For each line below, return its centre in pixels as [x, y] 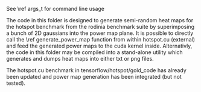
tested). [16, 83]
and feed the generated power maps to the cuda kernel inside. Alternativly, [99, 46]
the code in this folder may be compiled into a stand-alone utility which [94, 52]
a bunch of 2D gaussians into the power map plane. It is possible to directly [100, 33]
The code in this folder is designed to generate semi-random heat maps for [100, 20]
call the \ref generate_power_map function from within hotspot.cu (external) [101, 39]
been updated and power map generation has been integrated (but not [94, 77]
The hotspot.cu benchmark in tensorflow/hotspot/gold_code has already [97, 70]
